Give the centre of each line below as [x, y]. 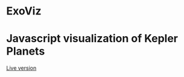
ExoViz [24, 11]
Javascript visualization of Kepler [92, 39]
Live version [21, 68]
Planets [26, 51]
